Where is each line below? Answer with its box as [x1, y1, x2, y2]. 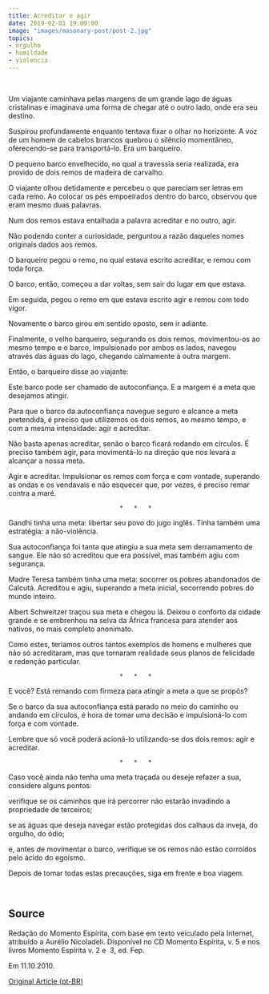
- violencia [8, 57, 48, 65]
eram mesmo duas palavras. [8, 199, 102, 209]
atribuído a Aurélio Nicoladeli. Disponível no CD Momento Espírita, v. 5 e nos [8, 936, 260, 946]
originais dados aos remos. [8, 239, 98, 249]
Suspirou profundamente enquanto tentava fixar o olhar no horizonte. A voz [8, 126, 258, 136]
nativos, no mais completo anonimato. [8, 624, 134, 634]
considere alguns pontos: [8, 780, 92, 790]
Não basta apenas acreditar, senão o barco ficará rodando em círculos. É [8, 438, 250, 449]
